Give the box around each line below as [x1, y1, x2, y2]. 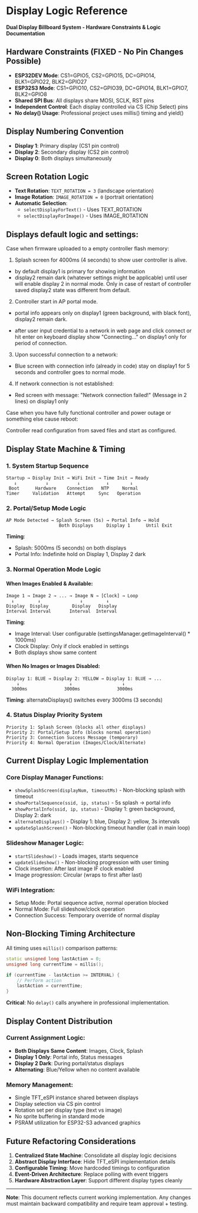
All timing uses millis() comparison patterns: [6, 944, 118, 951]
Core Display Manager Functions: [6, 774, 104, 782]
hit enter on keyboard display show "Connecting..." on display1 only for [14, 333, 187, 341]
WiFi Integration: [6, 885, 55, 894]
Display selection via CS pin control [14, 1100, 101, 1108]
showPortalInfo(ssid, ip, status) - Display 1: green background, [14, 805, 176, 812]
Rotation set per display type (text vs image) [14, 1106, 123, 1114]
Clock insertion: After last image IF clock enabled [14, 865, 134, 872]
